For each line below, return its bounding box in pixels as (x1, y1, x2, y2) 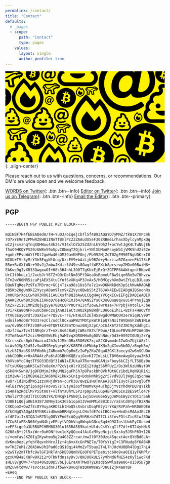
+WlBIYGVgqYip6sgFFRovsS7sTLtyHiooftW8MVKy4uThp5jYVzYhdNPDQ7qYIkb (5, 384, 151, 389)
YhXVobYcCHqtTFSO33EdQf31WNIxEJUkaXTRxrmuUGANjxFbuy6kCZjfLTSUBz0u (5, 358, 151, 364)
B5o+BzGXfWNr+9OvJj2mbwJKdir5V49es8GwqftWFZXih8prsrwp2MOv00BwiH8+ (5, 262, 151, 268)
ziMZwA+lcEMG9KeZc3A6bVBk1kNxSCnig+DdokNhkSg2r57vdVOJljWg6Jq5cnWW (5, 374, 151, 379)
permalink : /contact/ (5, 8, 51, 13)
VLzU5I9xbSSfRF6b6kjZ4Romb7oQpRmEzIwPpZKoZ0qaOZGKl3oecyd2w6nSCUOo (5, 348, 151, 354)
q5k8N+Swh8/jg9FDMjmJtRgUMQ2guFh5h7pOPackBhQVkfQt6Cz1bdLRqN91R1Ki (5, 369, 151, 374)
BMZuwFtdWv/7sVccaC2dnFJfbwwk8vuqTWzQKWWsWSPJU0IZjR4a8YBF (5, 465, 133, 470)
